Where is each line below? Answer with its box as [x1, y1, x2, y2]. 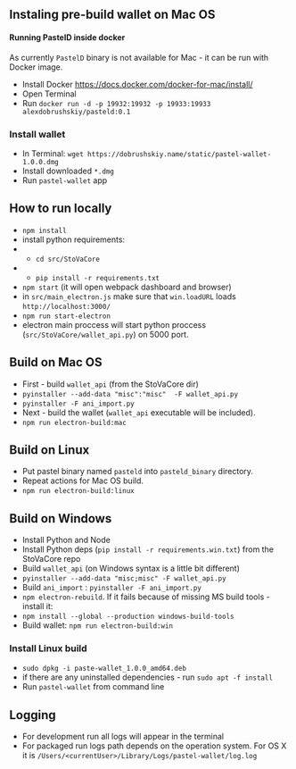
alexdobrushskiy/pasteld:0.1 [21, 107, 131, 116]
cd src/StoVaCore [35, 255, 101, 263]
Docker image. [9, 62, 63, 72]
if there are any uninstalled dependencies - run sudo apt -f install [21, 672, 274, 682]
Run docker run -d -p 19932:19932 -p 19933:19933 [21, 97, 211, 108]
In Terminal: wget [21, 147, 85, 159]
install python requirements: [21, 234, 126, 245]
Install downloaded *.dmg [21, 165, 114, 176]
